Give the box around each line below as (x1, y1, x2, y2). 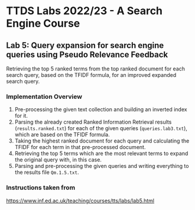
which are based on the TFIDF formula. (14, 131, 110, 138)
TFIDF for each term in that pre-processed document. (14, 144, 146, 151)
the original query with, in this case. (14, 156, 102, 163)
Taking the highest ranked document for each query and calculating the (14, 137, 190, 144)
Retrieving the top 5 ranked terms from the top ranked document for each (6, 65, 185, 72)
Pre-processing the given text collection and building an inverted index (14, 106, 187, 113)
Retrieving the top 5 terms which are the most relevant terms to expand (14, 150, 188, 157)
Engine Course (6, 17, 80, 30)
